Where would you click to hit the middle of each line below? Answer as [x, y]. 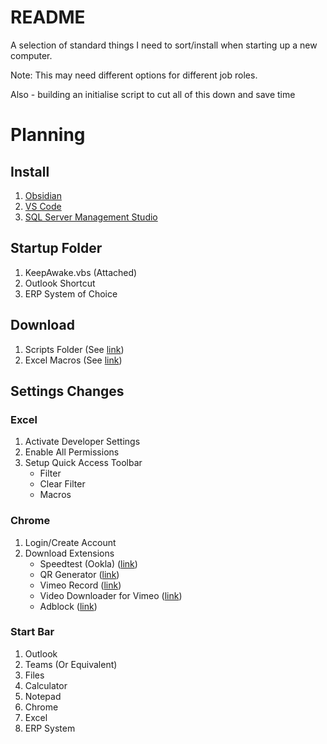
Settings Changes [67, 391]
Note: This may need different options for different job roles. [134, 75]
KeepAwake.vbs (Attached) [81, 272]
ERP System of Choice [71, 293]
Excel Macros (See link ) [73, 360]
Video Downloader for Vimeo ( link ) [111, 595]
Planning [48, 135]
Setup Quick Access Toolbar [83, 463]
